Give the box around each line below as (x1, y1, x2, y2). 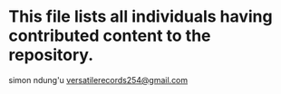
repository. (8, 45, 94, 65)
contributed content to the (8, 25, 211, 46)
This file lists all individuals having (8, 6, 273, 27)
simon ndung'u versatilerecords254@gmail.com (8, 74, 189, 85)
